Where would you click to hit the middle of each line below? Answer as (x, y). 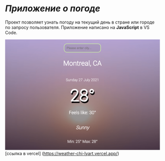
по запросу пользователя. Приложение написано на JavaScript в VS (77, 27)
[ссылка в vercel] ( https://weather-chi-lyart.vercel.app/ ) (62, 153)
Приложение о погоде (53, 9)
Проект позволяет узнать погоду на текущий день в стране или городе (80, 22)
